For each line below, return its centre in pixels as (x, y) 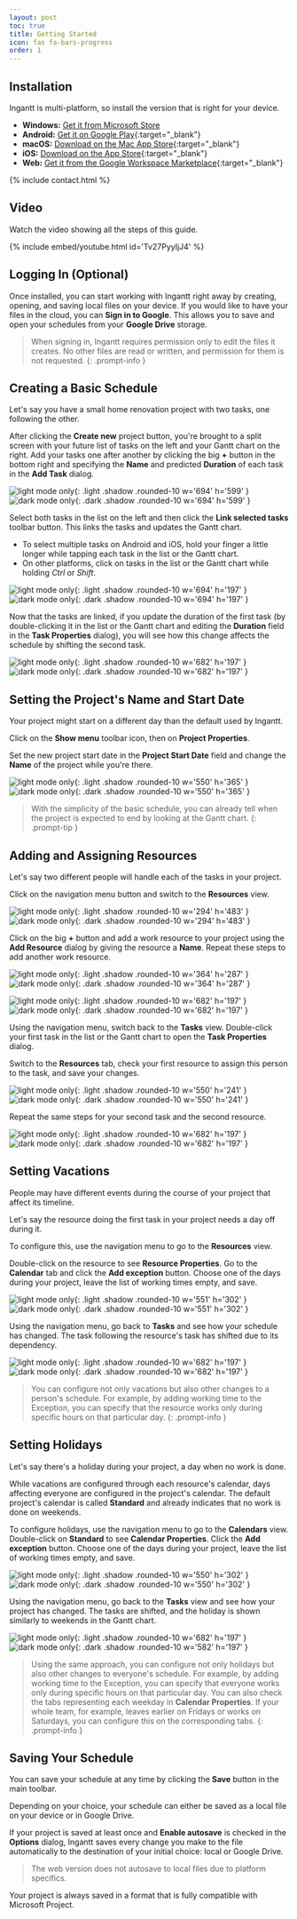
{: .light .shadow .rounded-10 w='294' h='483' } (162, 911)
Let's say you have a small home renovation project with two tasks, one (140, 410)
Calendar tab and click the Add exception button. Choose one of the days (145, 1272)
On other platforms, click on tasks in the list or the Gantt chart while (145, 563)
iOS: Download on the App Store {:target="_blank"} (115, 153)
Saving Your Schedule (71, 1759)
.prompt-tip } (54, 828)
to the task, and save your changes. (74, 1073)
